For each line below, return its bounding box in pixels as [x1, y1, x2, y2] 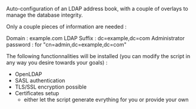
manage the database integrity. [6, 11, 83, 19]
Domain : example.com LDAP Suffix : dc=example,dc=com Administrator [6, 35, 185, 41]
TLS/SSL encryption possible [14, 83, 87, 90]
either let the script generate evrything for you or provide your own [23, 96, 189, 103]
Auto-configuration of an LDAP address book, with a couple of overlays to [6, 5, 188, 12]
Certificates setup [14, 90, 60, 96]
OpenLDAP [14, 71, 42, 77]
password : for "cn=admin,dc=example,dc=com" [6, 41, 127, 48]
